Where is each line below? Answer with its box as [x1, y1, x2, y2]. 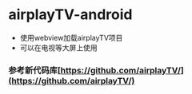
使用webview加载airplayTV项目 [19, 33, 123, 42]
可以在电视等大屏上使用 [19, 42, 98, 53]
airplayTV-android [8, 6, 133, 24]
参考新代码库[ [8, 65, 62, 76]
